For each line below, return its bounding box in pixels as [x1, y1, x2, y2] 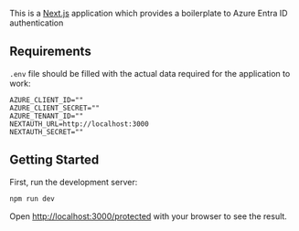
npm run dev [9, 194, 55, 204]
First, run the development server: [9, 176, 138, 187]
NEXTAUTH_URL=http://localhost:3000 [9, 119, 149, 129]
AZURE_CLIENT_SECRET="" [9, 103, 101, 112]
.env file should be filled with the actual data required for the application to [9, 68, 291, 79]
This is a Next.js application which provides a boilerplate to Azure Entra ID [9, 8, 288, 18]
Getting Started [9, 152, 100, 168]
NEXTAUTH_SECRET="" [9, 127, 84, 136]
